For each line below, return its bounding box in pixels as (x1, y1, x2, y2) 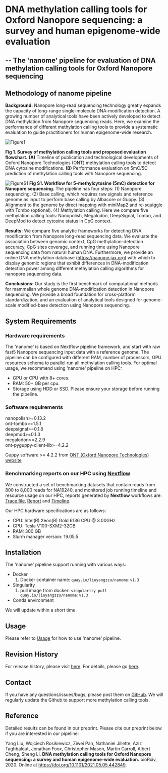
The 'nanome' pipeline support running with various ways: (5, 561, 126, 568)
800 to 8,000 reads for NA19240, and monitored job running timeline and (5, 487, 157, 493)
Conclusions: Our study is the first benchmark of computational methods (5, 281, 158, 287)
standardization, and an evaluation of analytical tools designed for (5, 297, 142, 303)
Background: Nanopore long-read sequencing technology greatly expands (5, 102, 161, 108)
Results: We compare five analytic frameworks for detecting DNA (5, 228, 142, 234)
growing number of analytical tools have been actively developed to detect (5, 113, 160, 120)
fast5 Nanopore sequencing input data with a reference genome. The (5, 349, 149, 355)
